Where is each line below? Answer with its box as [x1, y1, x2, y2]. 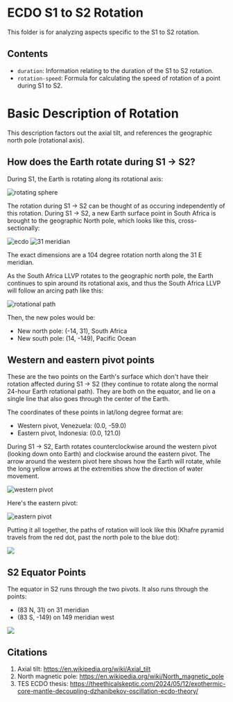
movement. [7, 472, 40, 480]
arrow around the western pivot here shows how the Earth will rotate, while [7, 457, 222, 466]
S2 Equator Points [7, 566, 87, 578]
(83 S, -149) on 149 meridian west [17, 613, 114, 621]
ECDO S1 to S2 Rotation [7, 5, 144, 21]
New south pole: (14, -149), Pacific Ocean [17, 334, 137, 342]
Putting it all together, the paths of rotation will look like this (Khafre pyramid [7, 526, 224, 534]
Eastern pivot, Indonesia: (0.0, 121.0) [17, 429, 121, 437]
